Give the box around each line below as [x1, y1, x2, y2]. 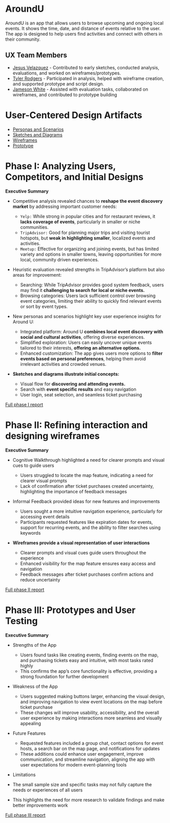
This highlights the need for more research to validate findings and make [12, 797, 165, 803]
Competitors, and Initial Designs [5, 171, 144, 182]
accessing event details [20, 513, 70, 520]
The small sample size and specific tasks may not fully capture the [12, 781, 152, 787]
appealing [20, 720, 42, 726]
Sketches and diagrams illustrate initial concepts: [12, 370, 119, 377]
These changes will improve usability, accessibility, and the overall [20, 709, 159, 715]
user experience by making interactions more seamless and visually [20, 714, 162, 721]
